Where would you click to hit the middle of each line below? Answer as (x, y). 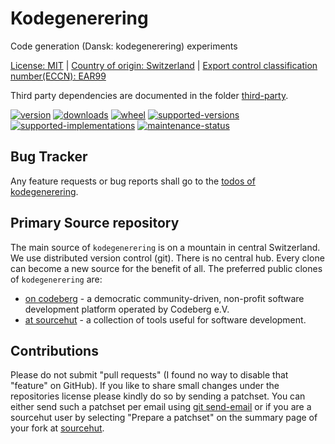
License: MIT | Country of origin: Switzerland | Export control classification (164, 65)
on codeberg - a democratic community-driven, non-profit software (164, 298)
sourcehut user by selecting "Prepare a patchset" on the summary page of (164, 418)
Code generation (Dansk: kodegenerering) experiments (124, 46)
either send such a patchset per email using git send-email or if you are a (161, 407)
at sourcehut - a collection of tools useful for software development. (165, 319)
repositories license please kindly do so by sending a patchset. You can (158, 396)
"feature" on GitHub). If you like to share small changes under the (145, 386)
